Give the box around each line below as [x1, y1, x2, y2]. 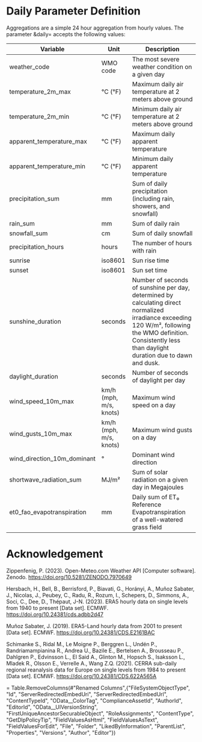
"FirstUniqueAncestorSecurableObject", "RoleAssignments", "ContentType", [6, 709, 194, 717]
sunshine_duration [9, 317, 61, 325]
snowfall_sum [9, 229, 48, 237]
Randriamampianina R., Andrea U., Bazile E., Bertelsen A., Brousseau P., [6, 647, 184, 654]
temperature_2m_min [9, 112, 70, 121]
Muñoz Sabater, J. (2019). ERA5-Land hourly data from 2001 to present [6, 622, 182, 629]
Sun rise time [132, 256, 170, 265]
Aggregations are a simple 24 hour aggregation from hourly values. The [6, 24, 184, 31]
